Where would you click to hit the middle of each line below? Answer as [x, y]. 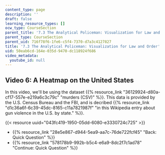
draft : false [19, 19]
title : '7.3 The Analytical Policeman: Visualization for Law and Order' [83, 46]
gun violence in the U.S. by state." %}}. [45, 113]
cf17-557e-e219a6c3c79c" [32, 97]
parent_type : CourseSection [34, 38]
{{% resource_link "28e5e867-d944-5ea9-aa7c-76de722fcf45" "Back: [84, 132]
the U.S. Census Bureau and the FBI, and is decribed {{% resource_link [77, 103]
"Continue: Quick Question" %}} [45, 148]
